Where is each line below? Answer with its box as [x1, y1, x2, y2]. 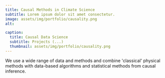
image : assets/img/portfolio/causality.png [5, 16, 97, 21]
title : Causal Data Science [9, 35, 68, 40]
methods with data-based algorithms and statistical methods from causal [5, 63, 156, 69]
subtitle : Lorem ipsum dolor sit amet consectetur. [5, 12, 115, 17]
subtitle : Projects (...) [9, 39, 64, 45]
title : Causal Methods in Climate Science [5, 7, 95, 12]
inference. [5, 68, 26, 74]
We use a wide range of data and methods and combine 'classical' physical [5, 58, 161, 64]
